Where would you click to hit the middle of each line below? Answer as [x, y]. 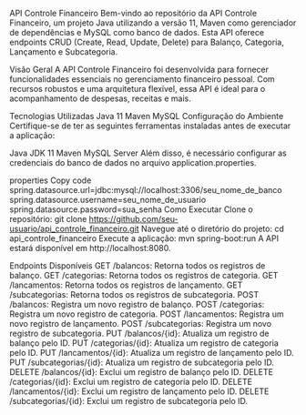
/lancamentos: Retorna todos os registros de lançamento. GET [126, 285]
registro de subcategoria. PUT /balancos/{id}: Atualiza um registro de [139, 333]
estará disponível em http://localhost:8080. [90, 248]
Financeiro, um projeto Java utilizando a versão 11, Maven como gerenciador [153, 23]
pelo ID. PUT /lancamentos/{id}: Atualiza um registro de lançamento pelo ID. [152, 353]
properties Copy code [51, 180]
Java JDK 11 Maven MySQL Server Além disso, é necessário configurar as [148, 153]
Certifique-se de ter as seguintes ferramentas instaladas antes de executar [150, 126]
